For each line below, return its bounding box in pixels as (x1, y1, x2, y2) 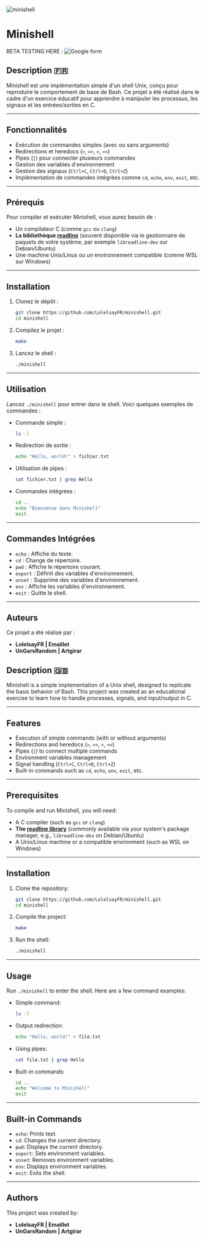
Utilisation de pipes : (15, 465, 67, 472)
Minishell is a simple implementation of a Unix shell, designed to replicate (6, 681, 191, 689)
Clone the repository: (15, 884, 69, 892)
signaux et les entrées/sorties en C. (6, 101, 96, 109)
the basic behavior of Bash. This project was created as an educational (6, 688, 186, 695)
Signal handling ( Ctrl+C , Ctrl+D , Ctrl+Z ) (15, 760, 115, 767)
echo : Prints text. (15, 1130, 57, 1137)
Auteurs (6, 613, 39, 623)
